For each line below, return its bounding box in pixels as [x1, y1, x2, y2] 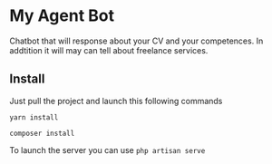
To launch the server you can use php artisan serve [9, 144, 206, 155]
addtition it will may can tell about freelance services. [9, 44, 209, 55]
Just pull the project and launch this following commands [9, 95, 223, 106]
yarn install [9, 112, 59, 122]
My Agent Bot [9, 5, 115, 26]
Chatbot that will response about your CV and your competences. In [9, 35, 264, 46]
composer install [9, 129, 75, 138]
